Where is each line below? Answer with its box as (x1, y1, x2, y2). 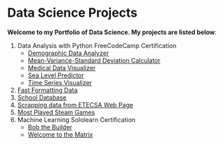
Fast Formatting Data (17, 86, 78, 94)
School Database (17, 93, 67, 102)
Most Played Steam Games (17, 108, 95, 116)
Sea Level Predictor (27, 71, 84, 79)
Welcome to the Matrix (27, 130, 93, 139)
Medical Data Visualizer (27, 63, 96, 72)
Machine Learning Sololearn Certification (17, 115, 136, 123)
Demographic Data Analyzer (27, 49, 109, 57)
